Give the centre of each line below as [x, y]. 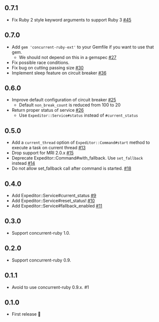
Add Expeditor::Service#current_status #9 [54, 196]
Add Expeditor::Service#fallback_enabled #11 [57, 206]
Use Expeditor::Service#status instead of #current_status [79, 115]
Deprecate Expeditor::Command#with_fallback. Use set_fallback [77, 158]
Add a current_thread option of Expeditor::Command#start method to [81, 142]
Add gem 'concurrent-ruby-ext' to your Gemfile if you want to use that [83, 47]
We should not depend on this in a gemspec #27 [68, 57]
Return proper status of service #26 [48, 110]
